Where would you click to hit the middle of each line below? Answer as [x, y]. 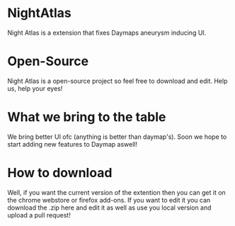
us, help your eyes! [35, 88]
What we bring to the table [87, 117]
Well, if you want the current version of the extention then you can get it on [117, 192]
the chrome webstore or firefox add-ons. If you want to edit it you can [109, 200]
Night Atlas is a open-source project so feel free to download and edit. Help [117, 81]
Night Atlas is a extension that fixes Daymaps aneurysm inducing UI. [107, 33]
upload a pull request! [39, 215]
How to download [60, 173]
